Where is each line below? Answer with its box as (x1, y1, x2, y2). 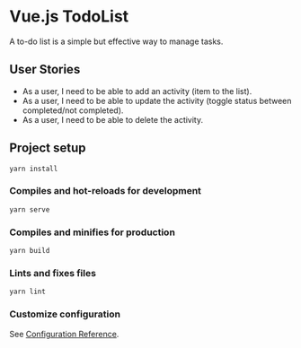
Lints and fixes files (9, 267, 97, 280)
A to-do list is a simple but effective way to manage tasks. (9, 36, 224, 47)
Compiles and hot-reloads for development (9, 185, 202, 197)
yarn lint (9, 287, 47, 297)
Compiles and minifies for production (9, 226, 175, 239)
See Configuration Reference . (9, 328, 120, 339)
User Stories (9, 62, 81, 77)
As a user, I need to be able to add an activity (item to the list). (22, 85, 252, 96)
